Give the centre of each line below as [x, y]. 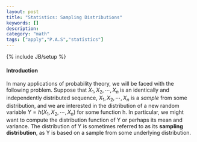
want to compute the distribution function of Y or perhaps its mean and [94, 120]
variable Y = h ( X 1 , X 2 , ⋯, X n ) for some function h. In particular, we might [95, 113]
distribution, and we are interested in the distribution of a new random [93, 105]
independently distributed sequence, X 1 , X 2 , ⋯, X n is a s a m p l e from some [97, 98]
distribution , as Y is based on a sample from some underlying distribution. [99, 132]
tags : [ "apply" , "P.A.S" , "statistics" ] [55, 40]
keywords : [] [23, 23]
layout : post [23, 12]
